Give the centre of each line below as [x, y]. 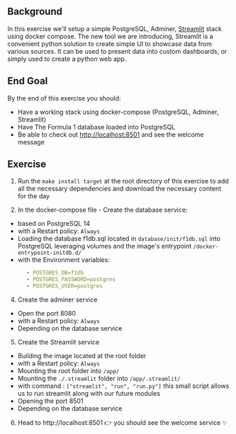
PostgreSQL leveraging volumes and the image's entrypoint [105, 246]
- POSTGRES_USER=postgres [64, 286]
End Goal [28, 81]
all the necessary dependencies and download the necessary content [119, 189]
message [31, 142]
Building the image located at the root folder [82, 356]
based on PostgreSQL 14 [54, 224]
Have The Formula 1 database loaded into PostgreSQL [96, 127]
